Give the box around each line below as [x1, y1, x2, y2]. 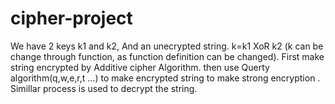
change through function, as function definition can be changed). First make [10, 50, 325, 62]
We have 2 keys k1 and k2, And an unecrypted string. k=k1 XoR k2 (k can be [10, 40, 324, 52]
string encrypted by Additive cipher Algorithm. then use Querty [10, 61, 270, 73]
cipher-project [10, 7, 133, 30]
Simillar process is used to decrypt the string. [10, 82, 198, 94]
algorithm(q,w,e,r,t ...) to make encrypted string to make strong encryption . [10, 72, 321, 84]
